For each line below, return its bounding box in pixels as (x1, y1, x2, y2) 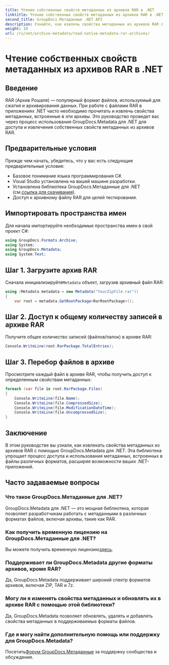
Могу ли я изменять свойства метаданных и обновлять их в (5, 595, 161, 602)
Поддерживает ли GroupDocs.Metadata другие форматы (5, 559, 153, 566)
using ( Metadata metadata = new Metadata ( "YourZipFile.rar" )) (5, 289, 139, 294)
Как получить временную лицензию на (5, 528, 107, 535)
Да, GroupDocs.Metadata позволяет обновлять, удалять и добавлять (5, 613, 153, 619)
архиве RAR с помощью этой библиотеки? (5, 601, 115, 608)
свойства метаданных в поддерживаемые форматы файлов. (5, 618, 136, 624)
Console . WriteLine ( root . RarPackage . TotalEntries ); (5, 344, 114, 349)
